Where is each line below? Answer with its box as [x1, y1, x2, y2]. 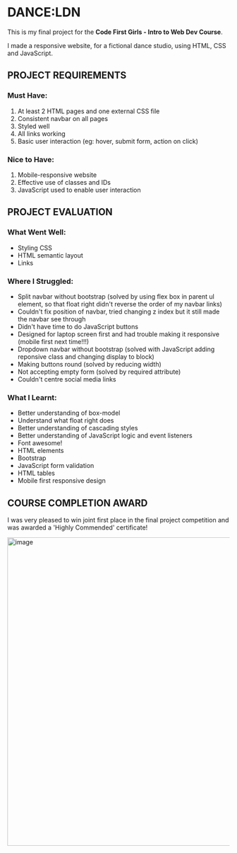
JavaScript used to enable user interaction [17, 185, 141, 194]
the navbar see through [17, 314, 86, 323]
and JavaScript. [7, 49, 53, 57]
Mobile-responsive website [17, 171, 97, 179]
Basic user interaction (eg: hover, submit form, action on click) [17, 137, 199, 145]
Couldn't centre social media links [17, 374, 116, 383]
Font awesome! [17, 439, 63, 447]
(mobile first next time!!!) [17, 337, 90, 345]
